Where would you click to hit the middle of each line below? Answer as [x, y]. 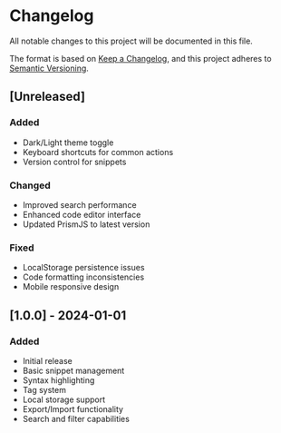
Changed [30, 185]
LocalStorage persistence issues [83, 268]
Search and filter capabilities [76, 418]
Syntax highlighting [58, 380]
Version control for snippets [74, 162]
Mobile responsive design [71, 287]
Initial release [47, 360]
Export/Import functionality [73, 408]
